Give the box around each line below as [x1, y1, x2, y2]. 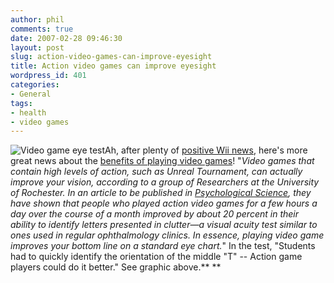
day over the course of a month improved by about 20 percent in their [10, 208, 299, 220]
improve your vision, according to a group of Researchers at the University [10, 176, 320, 188]
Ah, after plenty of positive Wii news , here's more [104, 144, 308, 156]
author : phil [10, 14, 65, 25]
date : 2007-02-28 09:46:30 [10, 33, 123, 43]
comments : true [10, 24, 74, 34]
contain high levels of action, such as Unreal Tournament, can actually [10, 166, 303, 178]
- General [10, 89, 52, 99]
